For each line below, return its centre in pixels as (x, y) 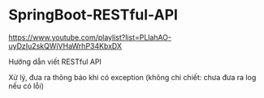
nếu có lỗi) (26, 86)
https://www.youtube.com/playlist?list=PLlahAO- (90, 37)
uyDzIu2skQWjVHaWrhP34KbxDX (65, 45)
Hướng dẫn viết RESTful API (55, 62)
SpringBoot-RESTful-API (93, 15)
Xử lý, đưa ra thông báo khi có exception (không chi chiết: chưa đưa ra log (132, 77)
